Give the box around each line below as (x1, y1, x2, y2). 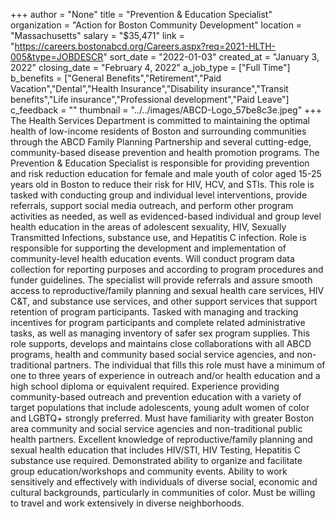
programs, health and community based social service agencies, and (10, 349, 295, 360)
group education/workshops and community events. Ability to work (10, 465, 288, 477)
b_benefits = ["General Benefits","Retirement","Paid (10, 72, 222, 84)
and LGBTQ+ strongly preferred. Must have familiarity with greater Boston (10, 412, 315, 424)
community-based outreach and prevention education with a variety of (10, 391, 302, 403)
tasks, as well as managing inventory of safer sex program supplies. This (10, 327, 310, 339)
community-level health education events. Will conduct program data (10, 253, 295, 264)
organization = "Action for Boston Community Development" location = (10, 19, 303, 31)
